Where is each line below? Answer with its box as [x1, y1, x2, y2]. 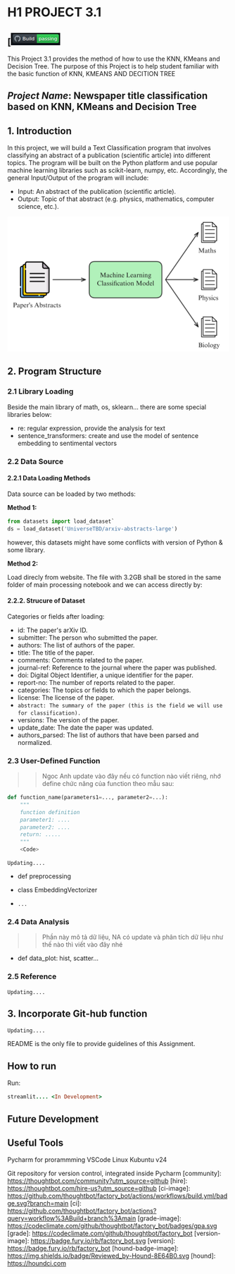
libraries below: [7, 410, 52, 418]
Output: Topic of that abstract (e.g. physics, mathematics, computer [17, 195, 215, 203]
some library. [7, 545, 46, 554]
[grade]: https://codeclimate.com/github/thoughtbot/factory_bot [7, 1229, 193, 1238]
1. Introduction [7, 125, 72, 137]
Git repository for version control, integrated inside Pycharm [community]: [7, 1169, 222, 1178]
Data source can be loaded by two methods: [7, 490, 136, 498]
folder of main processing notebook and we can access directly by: [7, 580, 203, 589]
